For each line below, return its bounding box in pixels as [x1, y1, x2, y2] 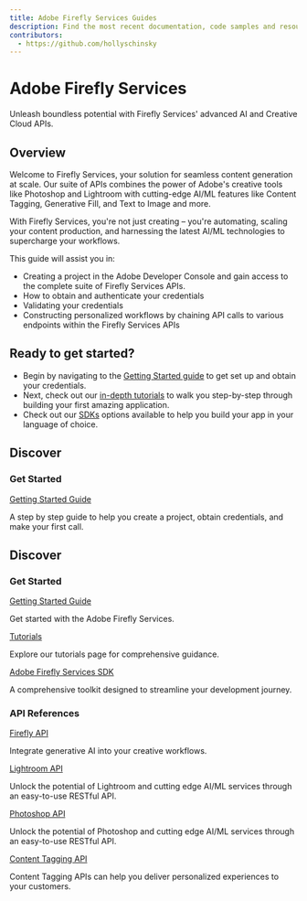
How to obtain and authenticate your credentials [22, 290, 205, 301]
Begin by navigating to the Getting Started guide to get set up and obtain [22, 370, 297, 381]
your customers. [9, 881, 71, 892]
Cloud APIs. [9, 118, 54, 129]
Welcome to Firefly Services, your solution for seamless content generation [9, 169, 293, 179]
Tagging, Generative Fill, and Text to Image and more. [9, 198, 212, 209]
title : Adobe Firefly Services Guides [9, 13, 157, 23]
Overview [9, 145, 67, 160]
